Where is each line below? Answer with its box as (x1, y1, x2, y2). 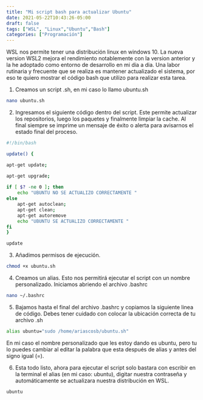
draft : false (6, 20, 40, 26)
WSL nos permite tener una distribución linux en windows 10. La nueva (6, 48, 184, 55)
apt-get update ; (6, 162, 47, 168)
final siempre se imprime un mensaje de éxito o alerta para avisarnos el (15, 122, 194, 128)
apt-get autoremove (17, 212, 67, 219)
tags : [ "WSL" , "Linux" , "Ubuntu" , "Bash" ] (6, 26, 111, 32)
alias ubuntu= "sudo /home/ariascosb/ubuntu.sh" (6, 328, 129, 334)
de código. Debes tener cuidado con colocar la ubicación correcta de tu (15, 310, 196, 317)
